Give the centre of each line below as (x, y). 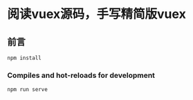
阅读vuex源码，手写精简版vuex (97, 14)
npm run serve (28, 90)
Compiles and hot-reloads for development (81, 75)
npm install (24, 58)
